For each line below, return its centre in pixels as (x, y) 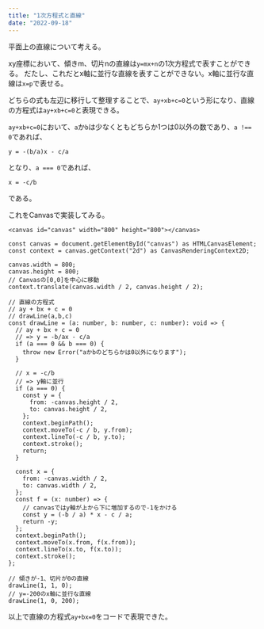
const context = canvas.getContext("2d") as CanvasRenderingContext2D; (129, 250)
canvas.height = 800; (44, 271)
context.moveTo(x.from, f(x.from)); (76, 542)
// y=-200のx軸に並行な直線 (50, 594)
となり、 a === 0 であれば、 (52, 167)
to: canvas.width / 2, (60, 485)
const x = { (35, 471)
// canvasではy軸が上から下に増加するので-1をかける (100, 508)
